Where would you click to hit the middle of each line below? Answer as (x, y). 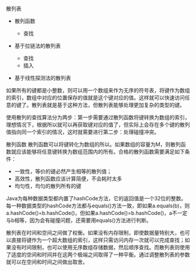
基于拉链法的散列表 (38, 46)
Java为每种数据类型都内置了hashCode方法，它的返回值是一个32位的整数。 (96, 198)
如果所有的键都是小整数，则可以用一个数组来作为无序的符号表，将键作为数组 (98, 90)
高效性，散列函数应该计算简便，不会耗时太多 (68, 179)
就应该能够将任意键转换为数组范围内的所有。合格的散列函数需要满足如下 (98, 152)
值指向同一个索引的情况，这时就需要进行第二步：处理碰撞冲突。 (83, 132)
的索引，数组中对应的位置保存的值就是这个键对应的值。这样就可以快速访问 (95, 98)
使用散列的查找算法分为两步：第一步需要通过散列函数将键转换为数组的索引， (98, 117)
